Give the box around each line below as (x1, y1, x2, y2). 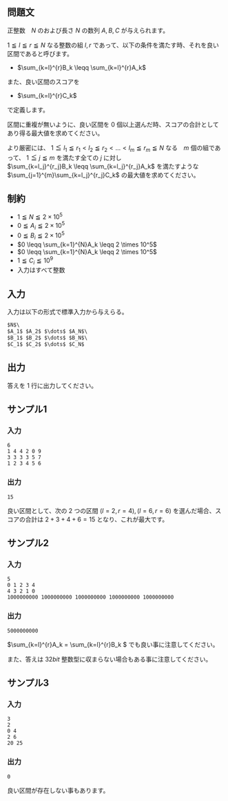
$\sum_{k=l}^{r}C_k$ (17, 91, 77, 99)
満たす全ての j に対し (62, 153, 122, 162)
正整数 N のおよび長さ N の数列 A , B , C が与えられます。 (7, 26, 169, 35)
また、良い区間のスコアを (7, 77, 80, 86)
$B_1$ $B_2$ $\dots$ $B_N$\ (7, 334, 88, 341)
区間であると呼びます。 (7, 49, 74, 57)
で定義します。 (7, 106, 50, 114)
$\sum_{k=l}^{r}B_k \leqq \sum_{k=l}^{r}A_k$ (17, 63, 147, 71)
